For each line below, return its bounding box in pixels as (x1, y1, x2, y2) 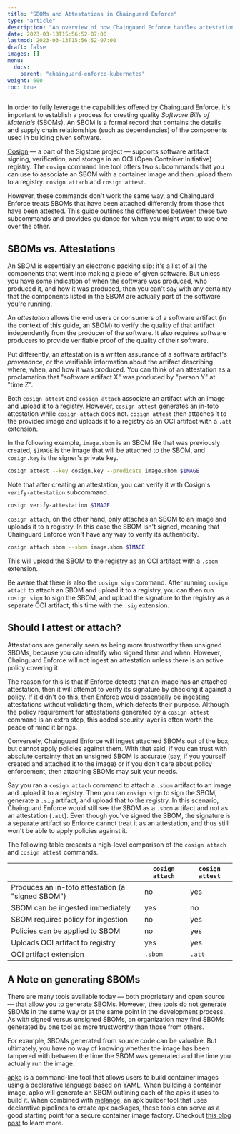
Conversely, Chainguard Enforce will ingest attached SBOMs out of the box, (7, 737, 230, 745)
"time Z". (7, 380, 34, 389)
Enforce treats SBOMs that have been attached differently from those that (7, 199, 224, 208)
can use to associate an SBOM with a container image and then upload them (7, 170, 233, 179)
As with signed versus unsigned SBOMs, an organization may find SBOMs (7, 1015, 225, 1024)
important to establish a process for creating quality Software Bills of (7, 111, 210, 119)
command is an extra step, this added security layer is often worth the (7, 715, 214, 724)
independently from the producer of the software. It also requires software (7, 329, 226, 337)
